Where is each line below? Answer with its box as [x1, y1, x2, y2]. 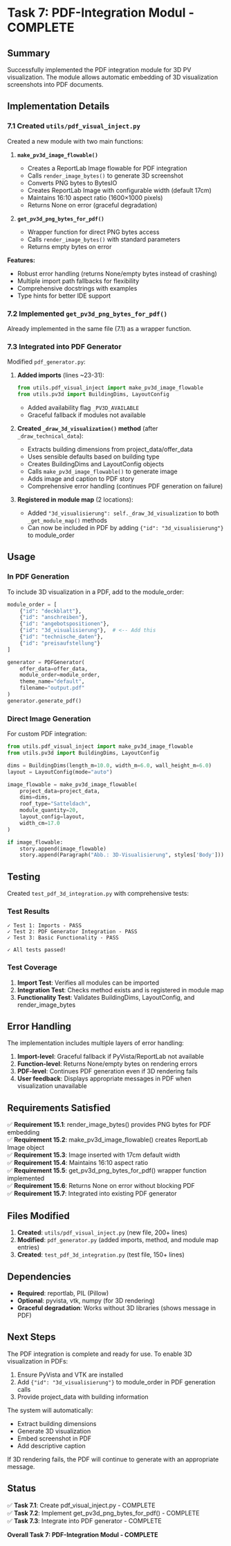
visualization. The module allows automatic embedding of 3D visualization [7, 73, 219, 81]
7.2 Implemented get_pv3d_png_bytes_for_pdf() [7, 309, 168, 318]
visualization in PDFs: [7, 1357, 68, 1365]
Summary [7, 47, 50, 59]
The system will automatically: [7, 1406, 93, 1414]
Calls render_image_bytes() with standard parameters [27, 235, 181, 244]
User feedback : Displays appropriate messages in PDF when [17, 1074, 192, 1083]
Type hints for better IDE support [17, 291, 111, 300]
